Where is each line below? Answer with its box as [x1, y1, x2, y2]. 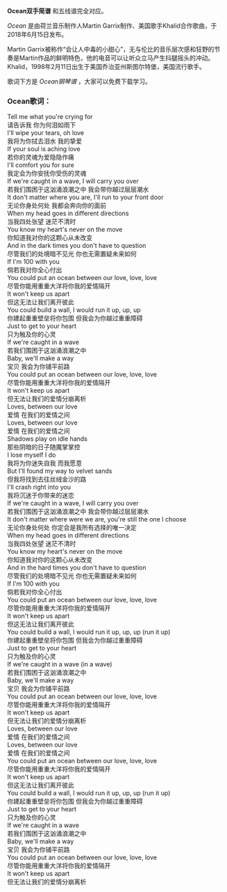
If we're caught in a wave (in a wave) [7, 660, 112, 668]
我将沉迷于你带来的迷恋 [7, 491, 74, 500]
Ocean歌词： [7, 96, 51, 106]
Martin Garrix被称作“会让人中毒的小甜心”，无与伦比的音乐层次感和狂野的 [7, 45, 215, 53]
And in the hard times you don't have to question [7, 563, 147, 572]
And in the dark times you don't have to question [7, 242, 146, 250]
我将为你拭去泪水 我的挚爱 [7, 137, 82, 146]
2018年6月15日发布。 [7, 31, 68, 38]
